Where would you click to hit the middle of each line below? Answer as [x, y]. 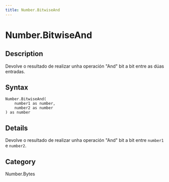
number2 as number [34, 108]
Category [21, 161]
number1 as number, [35, 104]
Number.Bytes [20, 174]
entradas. [15, 71]
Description [24, 54]
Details [16, 128]
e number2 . [16, 146]
